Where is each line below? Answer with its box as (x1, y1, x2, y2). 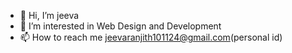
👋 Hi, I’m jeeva (19, 10, 80, 21)
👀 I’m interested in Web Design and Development (19, 20, 222, 32)
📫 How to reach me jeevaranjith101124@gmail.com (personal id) (19, 31, 283, 43)
